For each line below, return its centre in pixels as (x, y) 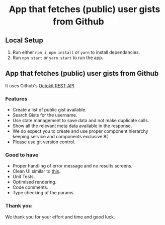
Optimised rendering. (34, 182)
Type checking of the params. (44, 193)
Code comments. (30, 187)
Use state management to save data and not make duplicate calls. (81, 121)
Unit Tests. (24, 177)
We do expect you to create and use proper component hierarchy (80, 131)
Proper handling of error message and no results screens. (72, 166)
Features (16, 98)
